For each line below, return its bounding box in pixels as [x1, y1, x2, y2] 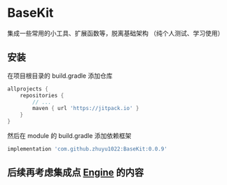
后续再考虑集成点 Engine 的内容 [7, 167, 144, 179]
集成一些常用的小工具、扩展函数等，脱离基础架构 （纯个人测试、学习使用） [7, 29, 224, 37]
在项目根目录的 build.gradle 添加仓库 [7, 71, 113, 80]
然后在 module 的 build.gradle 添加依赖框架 [7, 132, 132, 139]
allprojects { [7, 85, 49, 92]
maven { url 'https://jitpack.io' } [32, 105, 139, 112]
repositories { [20, 92, 64, 99]
